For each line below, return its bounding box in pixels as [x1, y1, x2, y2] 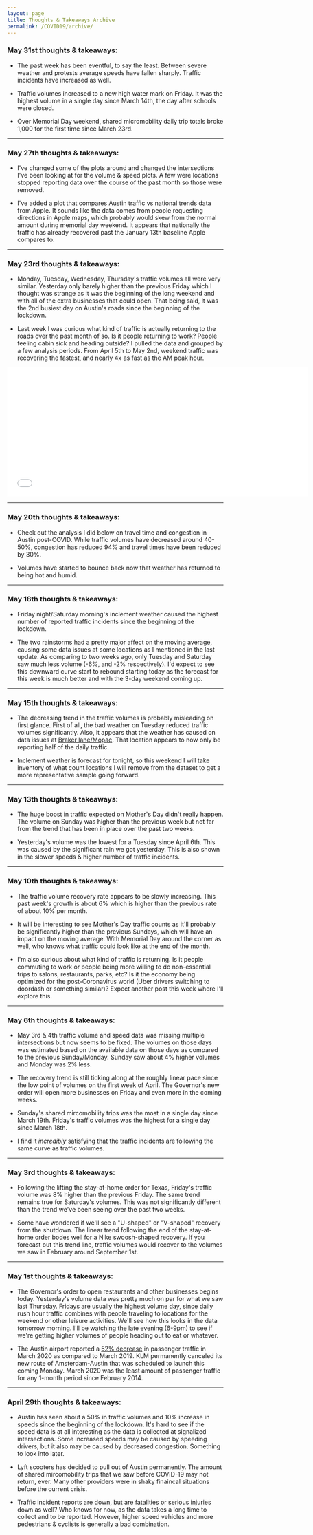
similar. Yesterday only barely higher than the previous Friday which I [16, 282, 212, 290]
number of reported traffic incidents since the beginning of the [16, 617, 194, 625]
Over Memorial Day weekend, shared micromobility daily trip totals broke [16, 117, 224, 125]
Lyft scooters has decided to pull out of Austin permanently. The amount [16, 1463, 222, 1471]
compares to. [16, 235, 55, 244]
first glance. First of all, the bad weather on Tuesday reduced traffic [16, 721, 209, 729]
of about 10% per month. [16, 906, 88, 915]
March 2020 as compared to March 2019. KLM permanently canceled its [16, 1351, 222, 1360]
